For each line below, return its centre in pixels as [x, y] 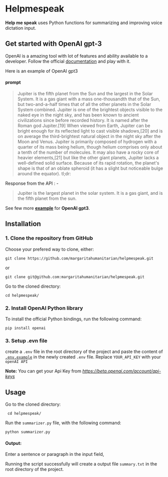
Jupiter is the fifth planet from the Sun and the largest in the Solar [85, 93]
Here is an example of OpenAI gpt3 [42, 71]
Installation [23, 224]
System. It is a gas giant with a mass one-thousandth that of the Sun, [89, 99]
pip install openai [26, 328]
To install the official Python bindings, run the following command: [73, 319]
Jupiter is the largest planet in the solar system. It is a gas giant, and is [90, 193]
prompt [13, 82]
